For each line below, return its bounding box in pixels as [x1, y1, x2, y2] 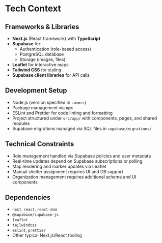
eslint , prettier [12, 227, 46, 233]
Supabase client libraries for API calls [12, 72, 90, 78]
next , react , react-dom [12, 206, 57, 212]
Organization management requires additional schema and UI [12, 174, 136, 180]
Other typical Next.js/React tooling [12, 232, 82, 239]
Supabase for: [12, 41, 42, 47]
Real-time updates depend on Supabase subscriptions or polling [12, 158, 143, 164]
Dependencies [5, 193, 51, 202]
